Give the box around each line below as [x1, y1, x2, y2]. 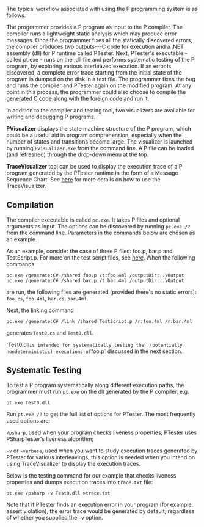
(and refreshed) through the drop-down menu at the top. [6, 151, 149, 158]
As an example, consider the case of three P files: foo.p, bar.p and [6, 247, 173, 255]
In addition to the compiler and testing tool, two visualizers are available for [6, 107, 195, 114]
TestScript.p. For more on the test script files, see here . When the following [6, 253, 195, 261]
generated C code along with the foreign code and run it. [6, 95, 150, 102]
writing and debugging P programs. [6, 113, 96, 120]
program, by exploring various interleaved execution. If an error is [6, 62, 172, 70]
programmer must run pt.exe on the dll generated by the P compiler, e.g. [6, 388, 189, 395]
